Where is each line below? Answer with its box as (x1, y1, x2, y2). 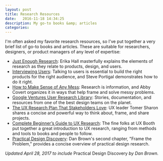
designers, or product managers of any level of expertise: (5, 49, 121, 55)
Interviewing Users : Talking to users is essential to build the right (12, 69, 143, 74)
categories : (5, 25, 29, 30)
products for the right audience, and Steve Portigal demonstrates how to (12, 74, 158, 80)
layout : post (5, 7, 32, 12)
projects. (12, 115, 30, 121)
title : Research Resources (5, 12, 60, 17)
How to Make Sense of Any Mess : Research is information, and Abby (12, 84, 151, 90)
